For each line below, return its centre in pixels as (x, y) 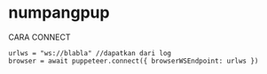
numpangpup (59, 13)
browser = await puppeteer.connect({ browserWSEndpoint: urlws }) (133, 61)
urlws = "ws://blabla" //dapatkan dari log (90, 53)
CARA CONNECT (39, 37)
